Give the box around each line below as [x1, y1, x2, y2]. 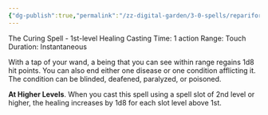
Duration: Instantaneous [8, 41, 88, 52]
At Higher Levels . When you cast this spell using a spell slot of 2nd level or [8, 89, 255, 99]
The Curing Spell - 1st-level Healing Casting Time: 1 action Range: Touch [8, 33, 246, 43]
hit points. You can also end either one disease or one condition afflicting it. [8, 65, 257, 75]
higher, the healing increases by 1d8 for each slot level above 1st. [8, 98, 222, 107]
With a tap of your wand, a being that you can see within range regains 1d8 [8, 57, 254, 67]
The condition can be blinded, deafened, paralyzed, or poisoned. [8, 74, 222, 83]
